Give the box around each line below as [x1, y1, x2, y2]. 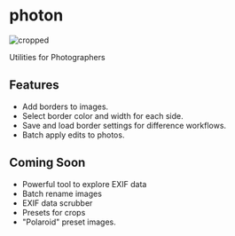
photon [9, 5, 64, 26]
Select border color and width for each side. [21, 110, 184, 121]
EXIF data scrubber [21, 197, 93, 208]
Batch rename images [21, 188, 102, 199]
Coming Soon [9, 155, 86, 170]
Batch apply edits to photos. [21, 130, 125, 140]
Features [9, 77, 59, 93]
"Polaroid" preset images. [21, 216, 117, 227]
